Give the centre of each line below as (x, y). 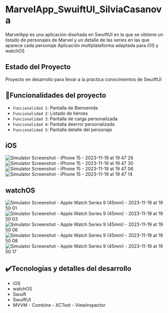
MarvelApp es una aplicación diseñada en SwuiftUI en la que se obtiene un (84, 34)
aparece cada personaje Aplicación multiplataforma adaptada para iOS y (82, 45)
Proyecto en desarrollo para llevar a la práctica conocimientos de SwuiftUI (83, 79)
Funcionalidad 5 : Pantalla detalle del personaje (62, 130)
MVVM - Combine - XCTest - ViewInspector (59, 305)
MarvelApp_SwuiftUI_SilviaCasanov (84, 9)
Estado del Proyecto (38, 67)
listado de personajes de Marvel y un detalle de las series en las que (78, 40)
